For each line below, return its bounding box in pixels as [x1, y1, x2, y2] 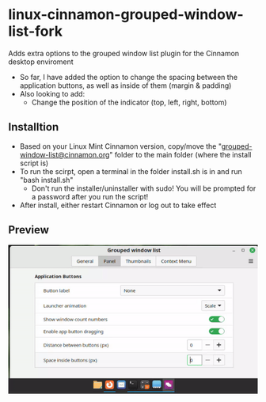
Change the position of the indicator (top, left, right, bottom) [31, 97, 227, 107]
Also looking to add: [19, 89, 85, 98]
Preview [8, 223, 50, 237]
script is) [19, 158, 49, 168]
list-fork [8, 22, 63, 40]
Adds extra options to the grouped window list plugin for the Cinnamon [8, 48, 240, 58]
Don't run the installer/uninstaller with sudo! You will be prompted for [31, 184, 256, 193]
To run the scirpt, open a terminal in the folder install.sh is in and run [19, 166, 243, 176]
